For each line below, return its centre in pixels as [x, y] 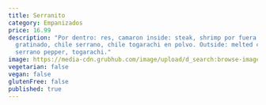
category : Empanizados [46, 23]
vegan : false [30, 74]
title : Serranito [37, 15]
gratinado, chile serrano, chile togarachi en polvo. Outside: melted [134, 45]
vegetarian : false [38, 67]
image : [19, 60]
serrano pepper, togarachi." [63, 52]
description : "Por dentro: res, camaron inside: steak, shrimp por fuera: [134, 37]
